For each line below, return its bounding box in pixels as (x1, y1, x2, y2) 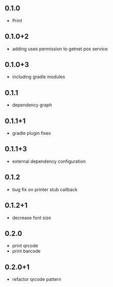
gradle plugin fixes (12, 130, 51, 136)
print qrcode (12, 243, 39, 249)
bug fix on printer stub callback (12, 186, 78, 192)
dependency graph (12, 102, 52, 108)
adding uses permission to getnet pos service (12, 46, 108, 52)
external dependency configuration (12, 158, 86, 164)
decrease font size (12, 214, 51, 221)
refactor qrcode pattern (12, 276, 62, 282)
